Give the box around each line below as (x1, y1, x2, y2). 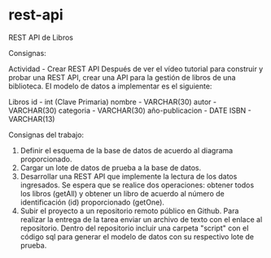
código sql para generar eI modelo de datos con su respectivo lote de (20, 231, 255, 241)
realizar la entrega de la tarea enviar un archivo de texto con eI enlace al (20, 214, 263, 224)
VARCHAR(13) (8, 114, 55, 123)
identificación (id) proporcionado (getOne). (20, 197, 165, 207)
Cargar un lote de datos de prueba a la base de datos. (20, 162, 202, 172)
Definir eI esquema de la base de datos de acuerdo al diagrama (20, 145, 234, 155)
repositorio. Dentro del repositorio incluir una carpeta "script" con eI (20, 223, 249, 233)
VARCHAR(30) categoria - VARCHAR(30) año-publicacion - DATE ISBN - (8, 105, 252, 115)
